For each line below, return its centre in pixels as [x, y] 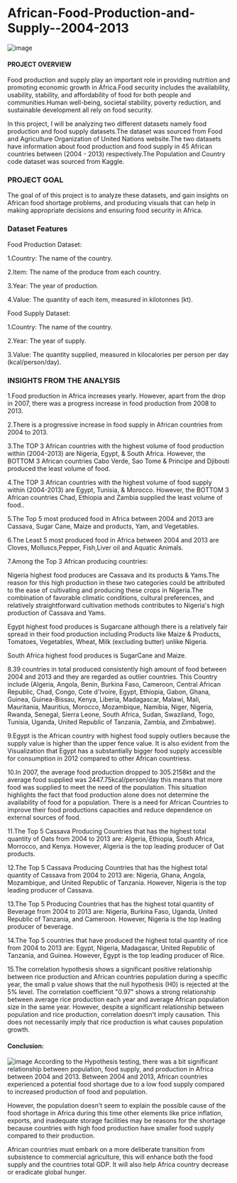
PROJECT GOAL [35, 180]
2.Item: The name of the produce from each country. [84, 272]
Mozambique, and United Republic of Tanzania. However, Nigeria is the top [117, 883]
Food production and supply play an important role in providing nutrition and [119, 80]
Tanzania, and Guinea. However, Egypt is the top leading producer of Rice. [116, 956]
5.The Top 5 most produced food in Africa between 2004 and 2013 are [111, 519]
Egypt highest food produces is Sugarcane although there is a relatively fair [118, 627]
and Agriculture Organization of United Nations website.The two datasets [114, 139]
